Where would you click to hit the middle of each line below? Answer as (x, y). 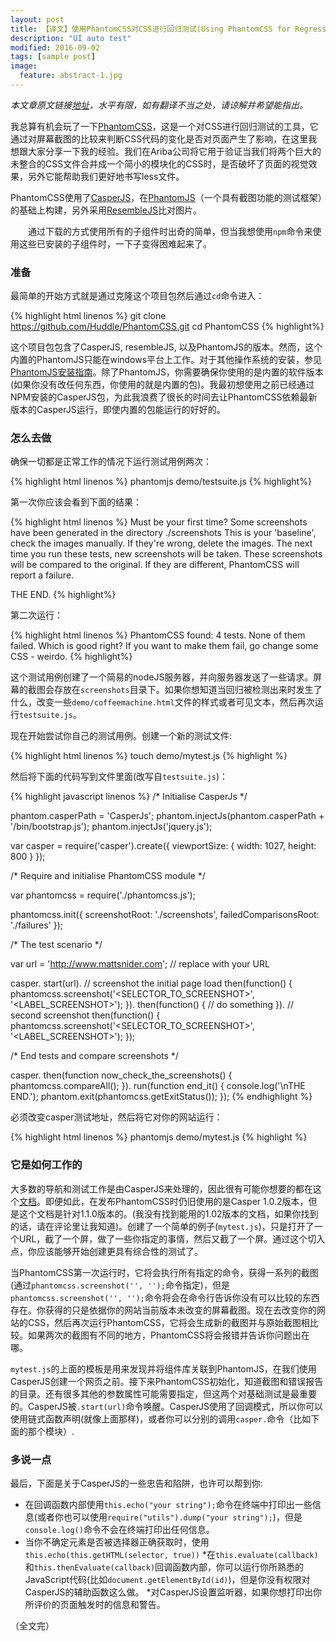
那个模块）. (51, 1431)
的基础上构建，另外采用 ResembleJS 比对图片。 (106, 210)
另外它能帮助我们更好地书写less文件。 (106, 176)
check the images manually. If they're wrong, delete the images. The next (161, 543)
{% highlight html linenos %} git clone (88, 316)
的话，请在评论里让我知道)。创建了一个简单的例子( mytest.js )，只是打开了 (162, 1226)
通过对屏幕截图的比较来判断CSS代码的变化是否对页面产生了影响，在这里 (159, 138)
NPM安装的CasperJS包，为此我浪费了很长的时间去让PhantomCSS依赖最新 (164, 397)
